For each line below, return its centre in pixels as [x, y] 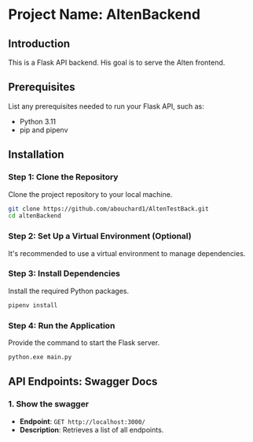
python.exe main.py [40, 357]
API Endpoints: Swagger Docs [83, 382]
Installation [36, 155]
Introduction [39, 44]
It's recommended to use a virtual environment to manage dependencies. [127, 253]
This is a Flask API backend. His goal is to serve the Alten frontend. [117, 62]
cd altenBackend [35, 216]
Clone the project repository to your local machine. [90, 194]
